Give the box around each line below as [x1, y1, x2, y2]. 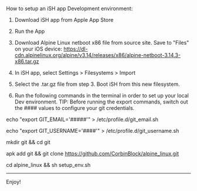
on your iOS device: [14, 45, 63, 52]
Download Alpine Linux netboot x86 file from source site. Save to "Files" [14, 39, 189, 46]
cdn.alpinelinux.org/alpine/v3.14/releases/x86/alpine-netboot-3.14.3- [14, 52, 181, 58]
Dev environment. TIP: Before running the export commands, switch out [14, 98, 189, 105]
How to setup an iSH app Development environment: [6, 5, 133, 12]
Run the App [14, 28, 45, 35]
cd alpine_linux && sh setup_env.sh [6, 162, 91, 168]
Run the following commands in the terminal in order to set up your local [14, 92, 189, 99]
